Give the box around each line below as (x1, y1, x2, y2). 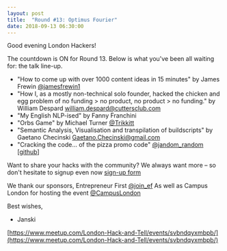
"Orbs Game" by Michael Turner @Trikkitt (16, 119, 135, 127)
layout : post (7, 10, 44, 17)
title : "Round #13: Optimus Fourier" (7, 16, 118, 23)
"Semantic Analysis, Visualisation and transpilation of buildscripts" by (16, 126, 213, 134)
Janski (16, 215, 36, 224)
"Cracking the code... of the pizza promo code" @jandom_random (16, 141, 204, 149)
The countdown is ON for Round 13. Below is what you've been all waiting (7, 55, 215, 63)
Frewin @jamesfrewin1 (16, 83, 81, 91)
